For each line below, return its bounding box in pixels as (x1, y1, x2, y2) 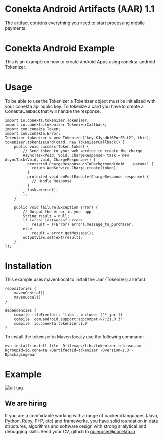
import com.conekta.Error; (5, 131, 61, 136)
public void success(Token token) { (14, 144, 90, 149)
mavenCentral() (14, 290, 45, 295)
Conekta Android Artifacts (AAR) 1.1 (5, 3, 155, 15)
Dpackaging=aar (5, 352, 37, 357)
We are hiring (5, 399, 47, 408)
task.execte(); (27, 187, 58, 192)
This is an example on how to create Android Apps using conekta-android (5, 58, 155, 65)
